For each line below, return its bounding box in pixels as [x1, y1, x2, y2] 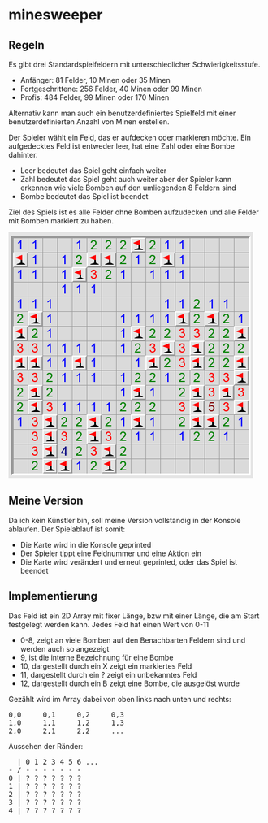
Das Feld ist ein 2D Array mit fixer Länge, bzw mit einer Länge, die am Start [8, 611, 260, 621]
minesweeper [8, 6, 103, 24]
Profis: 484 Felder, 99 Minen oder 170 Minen [19, 93, 170, 102]
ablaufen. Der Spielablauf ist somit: [8, 524, 126, 534]
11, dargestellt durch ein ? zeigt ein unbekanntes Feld [19, 669, 197, 679]
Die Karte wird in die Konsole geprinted [19, 539, 152, 549]
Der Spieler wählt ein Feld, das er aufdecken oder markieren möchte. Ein [8, 132, 252, 142]
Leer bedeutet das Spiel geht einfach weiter [19, 166, 167, 175]
